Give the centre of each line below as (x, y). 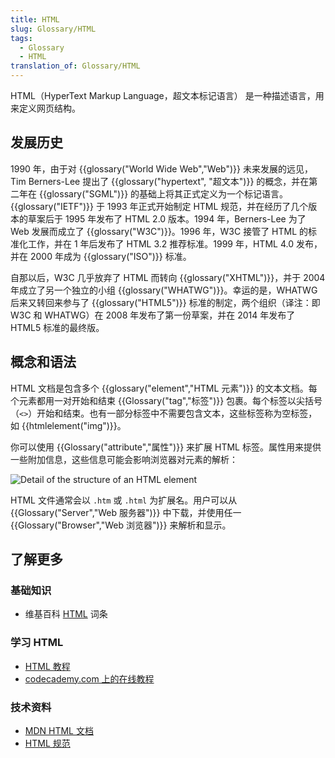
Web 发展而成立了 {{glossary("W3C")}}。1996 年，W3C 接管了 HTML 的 (159, 231)
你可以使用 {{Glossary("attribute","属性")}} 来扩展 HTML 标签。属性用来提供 (166, 447)
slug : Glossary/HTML (53, 29)
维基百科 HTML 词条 (66, 614)
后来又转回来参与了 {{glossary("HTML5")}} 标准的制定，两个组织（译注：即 (165, 302)
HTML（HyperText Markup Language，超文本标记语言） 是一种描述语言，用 (167, 95)
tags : (21, 38)
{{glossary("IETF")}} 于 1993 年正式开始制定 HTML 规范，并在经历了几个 (159, 206)
